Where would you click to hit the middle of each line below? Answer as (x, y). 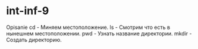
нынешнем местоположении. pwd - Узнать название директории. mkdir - (99, 33)
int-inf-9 (28, 11)
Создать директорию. (34, 40)
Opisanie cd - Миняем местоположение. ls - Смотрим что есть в (88, 27)
